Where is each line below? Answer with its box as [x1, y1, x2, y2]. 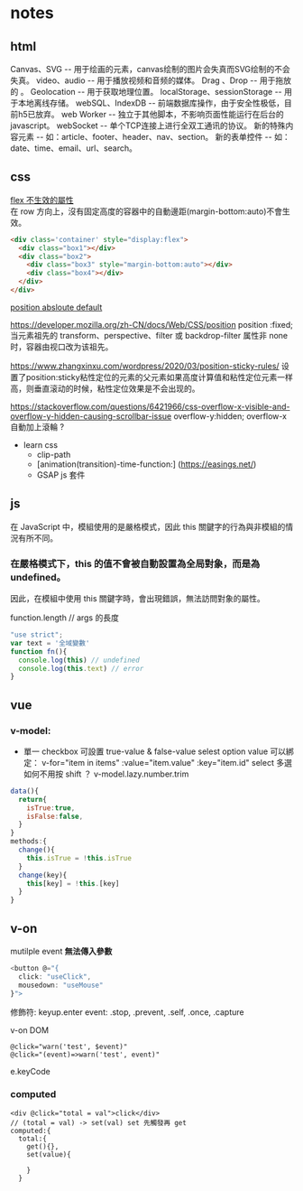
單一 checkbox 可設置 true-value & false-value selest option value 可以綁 [23, 746, 294, 757]
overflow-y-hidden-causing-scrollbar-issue [10, 410, 172, 422]
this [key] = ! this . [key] [26, 879, 120, 888]
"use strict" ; [10, 630, 64, 639]
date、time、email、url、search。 [10, 143, 138, 154]
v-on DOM [10, 1024, 49, 1036]
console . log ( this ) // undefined [18, 656, 141, 665]
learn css [23, 439, 58, 450]
